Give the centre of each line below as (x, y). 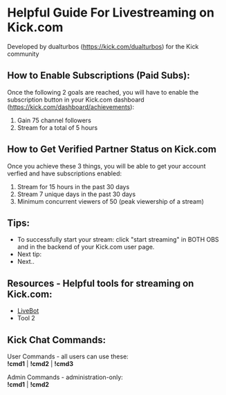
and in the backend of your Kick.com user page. (86, 247)
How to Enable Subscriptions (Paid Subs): (98, 76)
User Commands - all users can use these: (68, 356)
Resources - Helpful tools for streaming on (101, 283)
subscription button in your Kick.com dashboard (76, 99)
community (23, 54)
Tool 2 (26, 318)
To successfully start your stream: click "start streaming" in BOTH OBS (118, 240)
